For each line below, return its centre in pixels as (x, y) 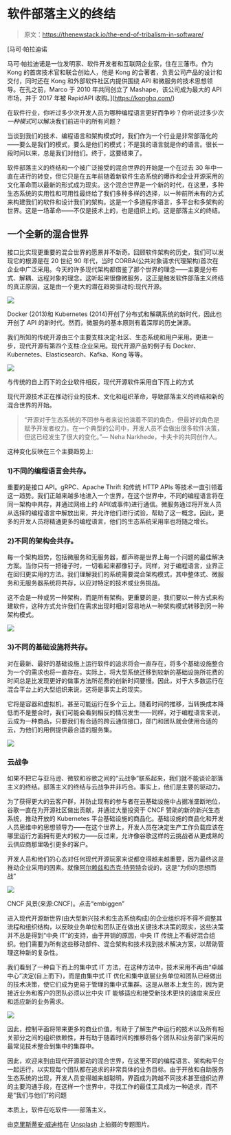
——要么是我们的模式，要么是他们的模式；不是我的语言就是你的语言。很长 (112, 144)
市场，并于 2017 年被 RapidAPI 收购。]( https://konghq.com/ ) (91, 98)
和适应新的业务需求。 (37, 1001)
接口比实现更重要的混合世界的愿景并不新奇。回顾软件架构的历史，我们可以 (112, 252)
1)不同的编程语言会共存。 (49, 471)
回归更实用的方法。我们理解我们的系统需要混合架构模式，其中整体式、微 (115, 574)
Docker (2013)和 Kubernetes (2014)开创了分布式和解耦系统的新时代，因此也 (114, 314)
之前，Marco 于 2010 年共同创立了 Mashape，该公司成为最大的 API (126, 89)
